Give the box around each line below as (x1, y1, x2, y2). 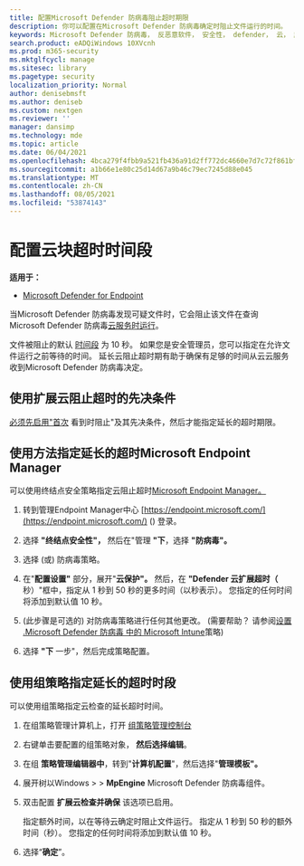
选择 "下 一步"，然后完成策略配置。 (22, 646, 155, 657)
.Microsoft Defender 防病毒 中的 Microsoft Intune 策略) (22, 626, 224, 638)
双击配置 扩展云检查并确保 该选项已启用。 (22, 797, 178, 808)
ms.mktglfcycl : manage (9, 55, 95, 64)
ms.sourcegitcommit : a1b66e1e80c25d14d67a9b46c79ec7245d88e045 (9, 165, 253, 174)
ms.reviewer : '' (9, 114, 71, 123)
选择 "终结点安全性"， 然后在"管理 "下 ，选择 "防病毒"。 (22, 535, 233, 546)
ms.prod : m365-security (9, 47, 100, 56)
